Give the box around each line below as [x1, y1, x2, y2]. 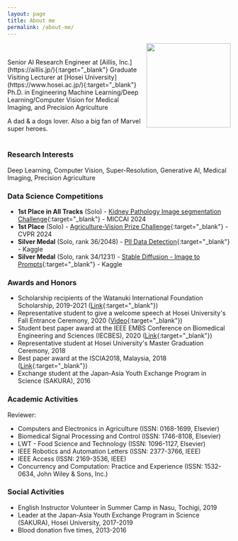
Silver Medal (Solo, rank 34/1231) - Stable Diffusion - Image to [17, 252, 200, 261]
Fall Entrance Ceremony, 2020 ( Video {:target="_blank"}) [17, 316, 183, 325]
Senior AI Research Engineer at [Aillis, [7, 58, 118, 67]
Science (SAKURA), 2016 [17, 377, 91, 385]
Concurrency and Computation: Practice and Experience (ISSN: [17, 462, 203, 470]
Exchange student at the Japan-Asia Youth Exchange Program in [17, 369, 207, 378]
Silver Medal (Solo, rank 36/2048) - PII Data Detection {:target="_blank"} [17, 237, 230, 245]
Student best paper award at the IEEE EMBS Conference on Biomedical [17, 324, 225, 333]
